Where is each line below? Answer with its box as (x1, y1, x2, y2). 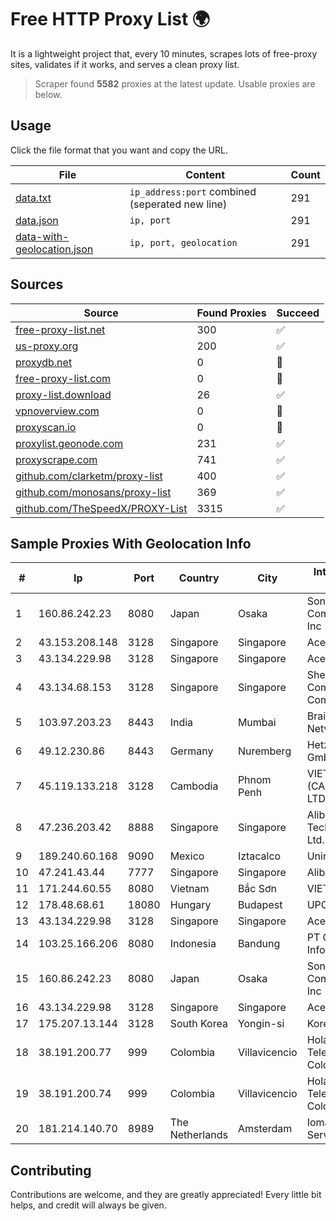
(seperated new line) (129, 197, 228, 211)
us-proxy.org (15, 339, 79, 353)
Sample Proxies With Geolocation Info (10, 535, 252, 552)
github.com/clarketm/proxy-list (15, 469, 163, 483)
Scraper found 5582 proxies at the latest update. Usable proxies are (34, 77, 316, 90)
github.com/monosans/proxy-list (15, 485, 172, 499)
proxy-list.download (15, 387, 112, 401)
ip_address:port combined (129, 184, 257, 198)
